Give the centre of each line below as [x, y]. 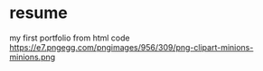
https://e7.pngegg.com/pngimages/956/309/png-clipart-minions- [131, 47]
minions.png [33, 57]
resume [38, 13]
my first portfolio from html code [70, 38]
